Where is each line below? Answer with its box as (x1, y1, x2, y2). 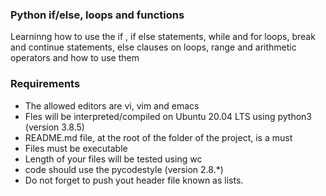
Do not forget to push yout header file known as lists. (24, 174, 244, 186)
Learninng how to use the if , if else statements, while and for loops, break (10, 31, 316, 43)
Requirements (10, 77, 81, 91)
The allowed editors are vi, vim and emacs (24, 99, 200, 112)
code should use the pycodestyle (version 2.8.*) (24, 163, 224, 175)
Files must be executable (24, 142, 128, 154)
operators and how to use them (10, 52, 140, 64)
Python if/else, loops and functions (10, 8, 185, 22)
